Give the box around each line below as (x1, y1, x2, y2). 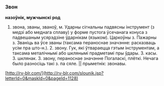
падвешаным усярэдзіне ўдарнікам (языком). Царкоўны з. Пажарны (12, 34, 157, 40)
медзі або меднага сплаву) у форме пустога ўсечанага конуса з (12, 29, 148, 35)
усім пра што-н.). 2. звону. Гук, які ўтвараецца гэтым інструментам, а (12, 45, 160, 51)
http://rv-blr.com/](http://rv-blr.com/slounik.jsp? (6, 70, 104, 76)
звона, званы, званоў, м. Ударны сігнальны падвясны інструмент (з (12, 24, 155, 30)
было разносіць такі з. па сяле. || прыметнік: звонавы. (12, 60, 127, 67)
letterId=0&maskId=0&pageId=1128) (5, 75, 78, 82)
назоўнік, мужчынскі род (5, 15, 61, 21)
